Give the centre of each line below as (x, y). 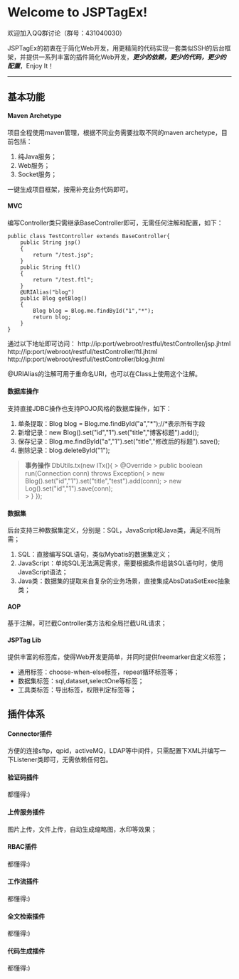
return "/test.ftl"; (63, 279)
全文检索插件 (26, 916)
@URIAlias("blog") (47, 292)
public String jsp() (51, 242)
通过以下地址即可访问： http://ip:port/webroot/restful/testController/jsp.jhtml (119, 343)
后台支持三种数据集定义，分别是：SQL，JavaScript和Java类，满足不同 (111, 530)
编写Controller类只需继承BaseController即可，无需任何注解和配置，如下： (115, 223)
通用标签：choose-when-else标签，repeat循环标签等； (99, 672)
